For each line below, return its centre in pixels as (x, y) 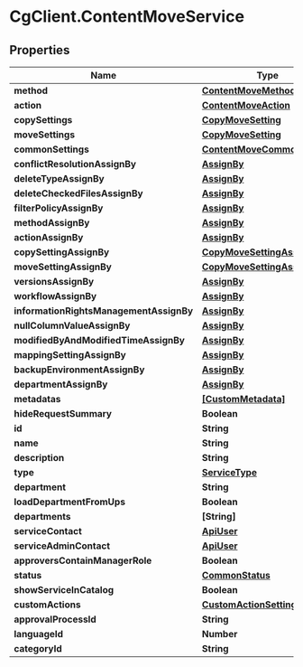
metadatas (37, 399)
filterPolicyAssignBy (59, 208)
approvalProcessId (55, 619)
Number (220, 634)
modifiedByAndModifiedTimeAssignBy (99, 340)
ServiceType (229, 472)
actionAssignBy (49, 237)
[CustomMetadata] (243, 399)
